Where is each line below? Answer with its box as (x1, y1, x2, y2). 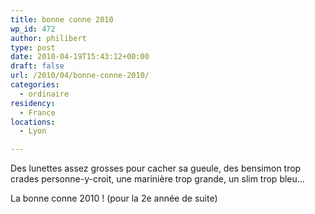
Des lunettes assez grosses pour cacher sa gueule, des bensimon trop (10, 162, 302, 175)
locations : (10, 117, 56, 127)
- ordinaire (19, 89, 70, 99)
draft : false (10, 61, 65, 71)
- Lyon (19, 126, 47, 136)
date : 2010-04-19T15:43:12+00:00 (10, 52, 150, 62)
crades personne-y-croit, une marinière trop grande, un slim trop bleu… (10, 173, 305, 185)
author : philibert (10, 33, 87, 43)
